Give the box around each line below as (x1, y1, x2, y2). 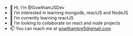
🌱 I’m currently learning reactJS (9, 15, 74, 20)
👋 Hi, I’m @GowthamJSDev (9, 5, 65, 10)
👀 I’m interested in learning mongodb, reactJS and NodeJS (9, 10, 129, 16)
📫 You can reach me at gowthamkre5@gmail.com (9, 26, 111, 31)
